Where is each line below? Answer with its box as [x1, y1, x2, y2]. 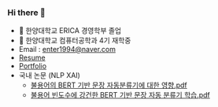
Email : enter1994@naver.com [18, 45, 116, 54]
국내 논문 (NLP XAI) [18, 71, 80, 80]
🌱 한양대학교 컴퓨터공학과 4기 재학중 [18, 35, 131, 46]
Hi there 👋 [7, 7, 46, 18]
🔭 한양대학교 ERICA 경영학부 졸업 [18, 26, 122, 35]
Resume [18, 53, 46, 62]
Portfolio [18, 61, 47, 71]
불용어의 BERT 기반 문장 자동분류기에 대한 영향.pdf [30, 80, 188, 90]
